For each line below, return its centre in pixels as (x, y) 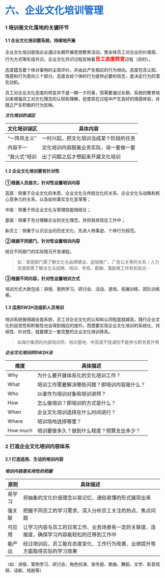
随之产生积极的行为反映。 (31, 105)
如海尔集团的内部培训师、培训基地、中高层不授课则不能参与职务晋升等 (88, 342)
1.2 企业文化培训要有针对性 (32, 171)
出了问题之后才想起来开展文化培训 (82, 157)
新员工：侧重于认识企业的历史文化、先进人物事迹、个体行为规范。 (72, 231)
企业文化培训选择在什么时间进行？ (77, 412)
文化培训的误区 (20, 116)
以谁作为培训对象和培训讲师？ (72, 394)
